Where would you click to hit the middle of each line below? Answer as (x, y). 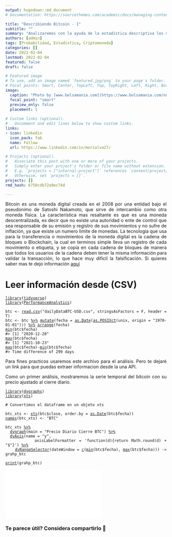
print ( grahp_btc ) (24, 463)
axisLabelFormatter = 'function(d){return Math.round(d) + (101, 441)
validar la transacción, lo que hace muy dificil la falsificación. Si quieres (86, 258)
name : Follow (24, 143)
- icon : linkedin (24, 133)
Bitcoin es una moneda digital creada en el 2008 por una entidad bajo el (86, 204)
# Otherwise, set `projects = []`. (46, 175)
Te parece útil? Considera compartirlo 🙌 (56, 528)
